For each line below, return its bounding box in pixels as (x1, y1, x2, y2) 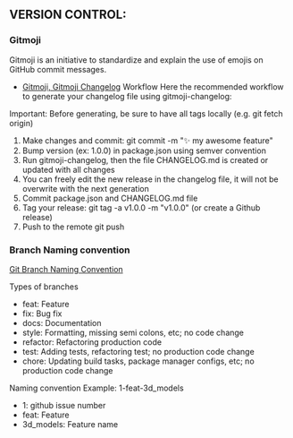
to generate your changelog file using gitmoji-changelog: (21, 90, 232, 101)
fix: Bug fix (21, 308, 63, 319)
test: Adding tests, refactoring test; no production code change (21, 346, 255, 356)
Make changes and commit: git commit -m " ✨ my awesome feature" (21, 134, 274, 146)
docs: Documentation (21, 317, 102, 328)
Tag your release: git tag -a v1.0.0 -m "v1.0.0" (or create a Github (21, 202, 261, 213)
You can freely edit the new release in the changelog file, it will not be (21, 174, 279, 185)
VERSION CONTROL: (9, 7, 127, 22)
